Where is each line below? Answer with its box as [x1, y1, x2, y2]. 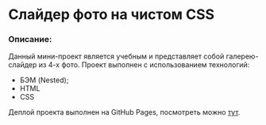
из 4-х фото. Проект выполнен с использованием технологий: [38, 60, 250, 70]
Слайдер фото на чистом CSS [8, 6, 215, 24]
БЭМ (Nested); [19, 75, 69, 85]
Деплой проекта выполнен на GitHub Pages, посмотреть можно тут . [8, 108, 241, 117]
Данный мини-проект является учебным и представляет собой [8, 51, 225, 61]
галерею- [226, 51, 259, 61]
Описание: [8, 34, 52, 45]
